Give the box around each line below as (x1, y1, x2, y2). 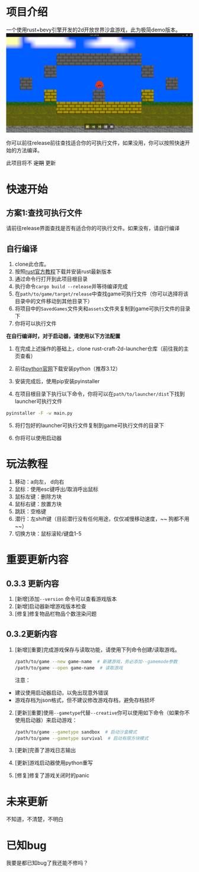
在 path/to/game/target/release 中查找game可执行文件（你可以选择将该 (14, 290, 188, 297)
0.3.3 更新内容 (6, 578, 59, 588)
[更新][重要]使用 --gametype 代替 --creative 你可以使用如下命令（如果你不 (14, 709, 190, 716)
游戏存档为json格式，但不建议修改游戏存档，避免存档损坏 (14, 696, 155, 704)
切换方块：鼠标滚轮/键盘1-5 (14, 530, 82, 537)
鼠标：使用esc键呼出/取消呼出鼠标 (14, 486, 99, 493)
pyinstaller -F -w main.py (6, 410, 73, 416)
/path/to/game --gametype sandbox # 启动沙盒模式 (14, 729, 137, 735)
